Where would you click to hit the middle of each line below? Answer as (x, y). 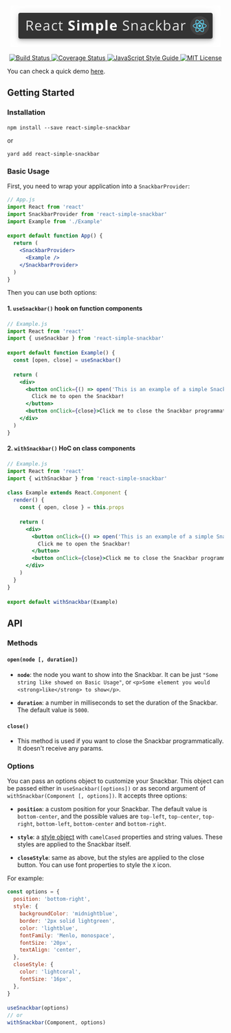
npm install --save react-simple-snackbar (69, 127)
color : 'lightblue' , (49, 928)
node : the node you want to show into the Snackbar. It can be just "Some (118, 674)
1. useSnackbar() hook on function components (75, 309)
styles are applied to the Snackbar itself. (74, 844)
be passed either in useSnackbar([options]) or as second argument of (107, 789)
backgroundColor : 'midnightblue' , (69, 914)
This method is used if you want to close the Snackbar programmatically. (120, 741)
